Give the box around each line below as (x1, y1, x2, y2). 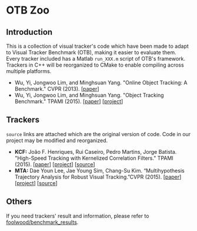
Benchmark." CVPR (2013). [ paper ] (14, 85, 99, 92)
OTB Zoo (6, 4, 50, 17)
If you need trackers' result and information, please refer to (6, 212, 149, 219)
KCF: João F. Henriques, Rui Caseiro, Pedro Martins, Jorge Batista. (14, 148, 177, 155)
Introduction (6, 27, 53, 37)
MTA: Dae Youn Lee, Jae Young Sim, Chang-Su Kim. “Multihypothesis (14, 167, 185, 174)
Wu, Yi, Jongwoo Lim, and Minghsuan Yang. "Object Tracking (14, 92, 164, 98)
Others (6, 197, 32, 207)
